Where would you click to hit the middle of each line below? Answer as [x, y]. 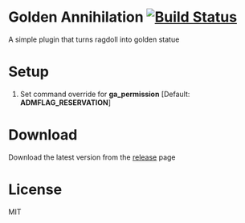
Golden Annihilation [76, 17]
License [35, 189]
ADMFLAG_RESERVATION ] [65, 102]
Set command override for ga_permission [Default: [105, 94]
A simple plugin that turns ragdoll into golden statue [94, 39]
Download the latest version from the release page [92, 157]
